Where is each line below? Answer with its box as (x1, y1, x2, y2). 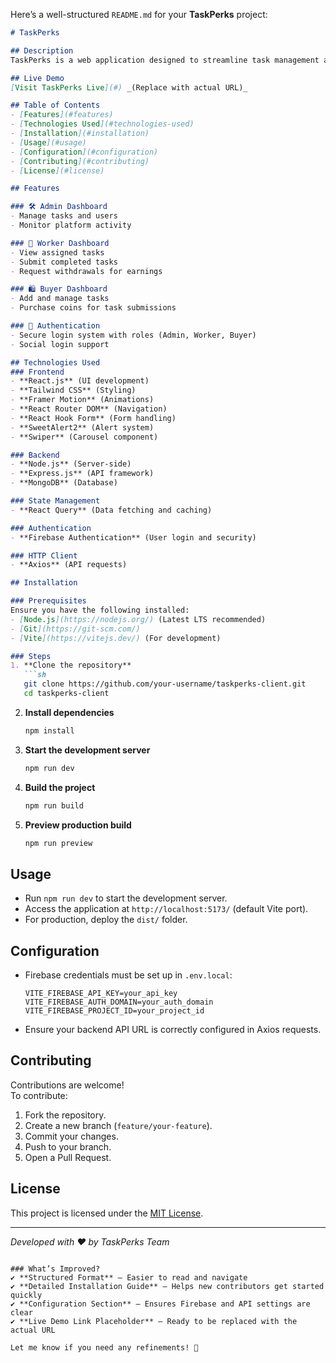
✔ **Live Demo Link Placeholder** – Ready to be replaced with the (10, 1316, 298, 1326)
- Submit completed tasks (10, 257, 118, 267)
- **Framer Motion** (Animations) (10, 395, 155, 405)
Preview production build (24, 819, 132, 831)
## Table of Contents (10, 100, 101, 111)
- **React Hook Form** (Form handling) (10, 413, 177, 423)
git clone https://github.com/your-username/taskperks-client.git (23, 679, 307, 689)
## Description (10, 45, 74, 56)
